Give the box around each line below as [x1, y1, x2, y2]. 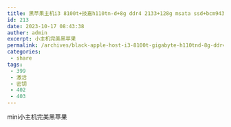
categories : [7, 49, 41, 56]
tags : [7, 61, 23, 68]
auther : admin [7, 29, 48, 36]
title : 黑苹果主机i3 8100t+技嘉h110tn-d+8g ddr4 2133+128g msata [7, 10, 191, 17]
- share [10, 55, 32, 62]
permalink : [7, 42, 38, 49]
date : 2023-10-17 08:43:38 [7, 23, 85, 30]
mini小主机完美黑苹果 [7, 113, 67, 121]
